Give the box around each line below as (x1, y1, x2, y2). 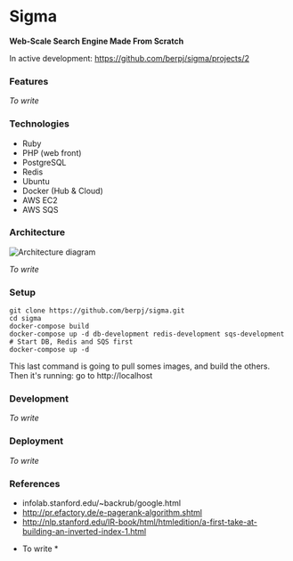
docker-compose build (9, 322, 90, 331)
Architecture (9, 226, 66, 239)
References (9, 477, 61, 490)
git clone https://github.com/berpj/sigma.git (9, 306, 185, 315)
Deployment (9, 435, 64, 447)
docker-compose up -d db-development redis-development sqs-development (9, 329, 285, 339)
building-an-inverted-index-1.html (21, 526, 147, 537)
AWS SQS (21, 204, 60, 215)
